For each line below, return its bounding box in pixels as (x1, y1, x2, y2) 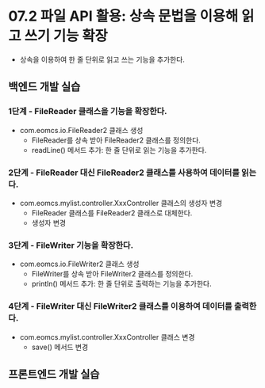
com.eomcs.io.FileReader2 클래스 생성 (19, 125, 144, 135)
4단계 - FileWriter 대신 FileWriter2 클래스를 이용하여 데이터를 (8, 301, 232, 312)
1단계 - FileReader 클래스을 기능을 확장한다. (8, 106, 168, 117)
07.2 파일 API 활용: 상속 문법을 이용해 (8, 7, 239, 25)
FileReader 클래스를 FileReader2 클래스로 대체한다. (31, 207, 193, 218)
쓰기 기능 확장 (24, 27, 109, 45)
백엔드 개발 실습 (8, 80, 81, 93)
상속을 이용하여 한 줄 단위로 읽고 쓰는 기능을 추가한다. (19, 55, 185, 64)
